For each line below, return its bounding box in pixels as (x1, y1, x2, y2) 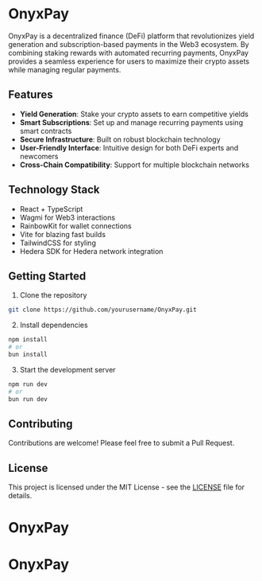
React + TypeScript (19, 204, 83, 213)
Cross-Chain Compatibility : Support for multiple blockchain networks (19, 160, 250, 170)
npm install (8, 336, 48, 344)
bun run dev (8, 395, 48, 403)
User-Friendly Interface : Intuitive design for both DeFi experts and (19, 142, 239, 152)
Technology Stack (8, 183, 100, 197)
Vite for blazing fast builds (19, 229, 106, 239)
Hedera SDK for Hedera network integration (19, 246, 164, 255)
